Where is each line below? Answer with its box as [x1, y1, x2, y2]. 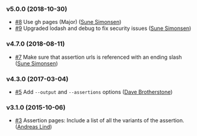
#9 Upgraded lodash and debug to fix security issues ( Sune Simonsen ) [14, 25, 192, 32]
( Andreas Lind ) [14, 123, 52, 131]
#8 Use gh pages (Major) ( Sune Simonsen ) [14, 19, 122, 26]
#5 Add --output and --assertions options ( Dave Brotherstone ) [14, 88, 173, 95]
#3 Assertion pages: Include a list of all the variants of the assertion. [14, 117, 185, 124]
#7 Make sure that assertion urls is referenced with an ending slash [14, 53, 183, 61]
